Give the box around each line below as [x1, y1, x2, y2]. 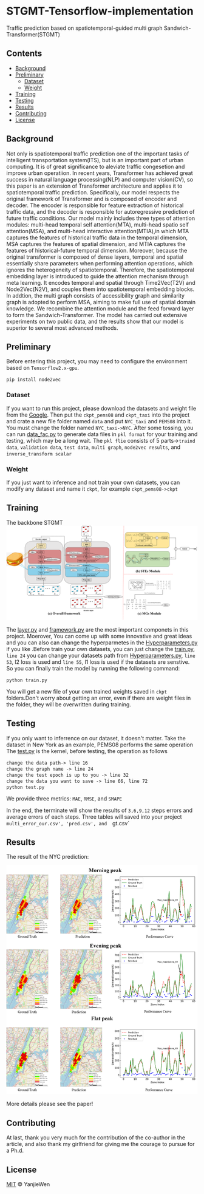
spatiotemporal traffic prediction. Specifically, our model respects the [6, 188, 180, 196]
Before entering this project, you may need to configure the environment [6, 358, 188, 365]
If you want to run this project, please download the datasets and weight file [6, 404, 196, 412]
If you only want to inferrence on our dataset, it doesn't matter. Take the [6, 734, 186, 742]
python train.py [6, 677, 47, 683]
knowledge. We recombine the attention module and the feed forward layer [6, 305, 194, 312]
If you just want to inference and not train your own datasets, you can [6, 479, 180, 486]
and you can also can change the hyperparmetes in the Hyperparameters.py [6, 639, 198, 646]
